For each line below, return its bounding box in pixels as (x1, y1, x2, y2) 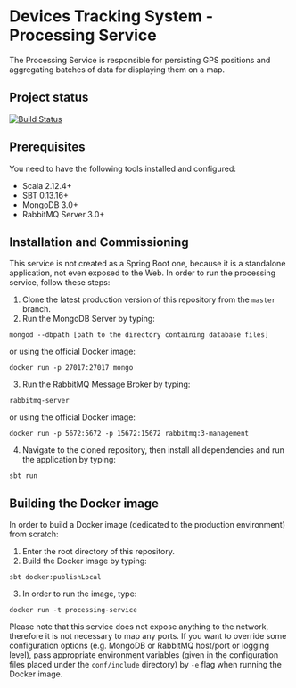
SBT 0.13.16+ (21, 190, 69, 201)
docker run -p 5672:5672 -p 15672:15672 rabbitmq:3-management (9, 430, 250, 438)
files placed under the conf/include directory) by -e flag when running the (9, 659, 283, 670)
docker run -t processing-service (9, 606, 138, 615)
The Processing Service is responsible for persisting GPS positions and (9, 54, 271, 65)
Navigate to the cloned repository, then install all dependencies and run (21, 445, 285, 455)
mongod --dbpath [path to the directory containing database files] (9, 331, 269, 340)
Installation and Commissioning (9, 234, 189, 250)
